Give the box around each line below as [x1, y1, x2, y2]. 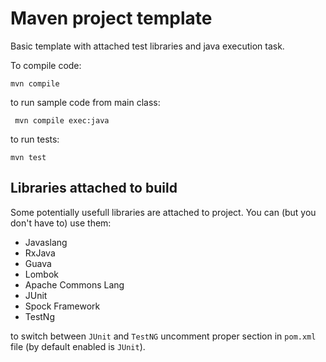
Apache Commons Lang [24, 278, 125, 291]
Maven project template [10, 7, 213, 30]
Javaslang [24, 236, 68, 248]
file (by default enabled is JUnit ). [10, 340, 146, 352]
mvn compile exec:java [14, 115, 110, 126]
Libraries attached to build [10, 180, 178, 197]
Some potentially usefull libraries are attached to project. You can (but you [10, 206, 317, 218]
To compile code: [10, 59, 82, 71]
